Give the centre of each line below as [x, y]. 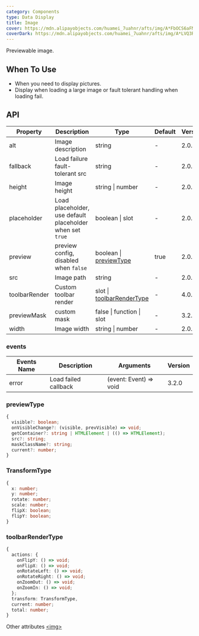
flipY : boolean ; [31, 516]
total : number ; [30, 610]
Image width [72, 328]
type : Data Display [30, 17]
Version [179, 366]
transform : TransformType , [45, 599]
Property [29, 131]
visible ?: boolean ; [36, 422]
